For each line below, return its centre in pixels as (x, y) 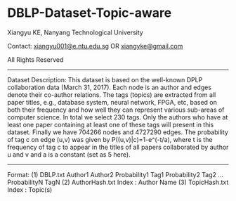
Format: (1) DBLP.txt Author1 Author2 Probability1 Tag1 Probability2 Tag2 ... (115, 174)
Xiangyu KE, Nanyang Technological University (76, 32)
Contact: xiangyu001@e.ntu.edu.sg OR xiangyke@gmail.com (95, 46)
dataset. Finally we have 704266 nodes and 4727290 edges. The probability (118, 132)
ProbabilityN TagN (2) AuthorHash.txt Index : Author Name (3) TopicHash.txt (118, 182)
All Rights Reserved (35, 59)
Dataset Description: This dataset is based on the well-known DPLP (105, 79)
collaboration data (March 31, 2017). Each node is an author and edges (110, 87)
